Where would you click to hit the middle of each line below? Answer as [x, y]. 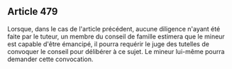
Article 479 [33, 12]
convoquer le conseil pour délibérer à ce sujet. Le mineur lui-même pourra [116, 51]
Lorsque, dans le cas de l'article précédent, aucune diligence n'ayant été [114, 28]
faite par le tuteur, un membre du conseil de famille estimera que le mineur [116, 36]
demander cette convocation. [50, 59]
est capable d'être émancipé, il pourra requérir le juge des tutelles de [108, 44]
